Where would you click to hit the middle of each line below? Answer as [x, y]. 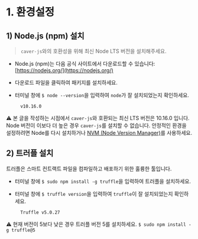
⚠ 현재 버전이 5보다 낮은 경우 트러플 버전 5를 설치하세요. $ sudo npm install [96, 224]
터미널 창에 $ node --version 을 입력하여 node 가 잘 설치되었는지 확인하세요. [102, 95]
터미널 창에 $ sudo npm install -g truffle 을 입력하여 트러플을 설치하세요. [103, 181]
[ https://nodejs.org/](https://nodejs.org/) [64, 70]
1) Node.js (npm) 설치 [45, 36]
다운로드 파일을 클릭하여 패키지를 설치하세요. [66, 83]
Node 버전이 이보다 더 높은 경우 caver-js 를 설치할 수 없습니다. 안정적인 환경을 [97, 125]
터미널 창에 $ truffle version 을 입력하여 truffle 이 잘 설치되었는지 [94, 193]
